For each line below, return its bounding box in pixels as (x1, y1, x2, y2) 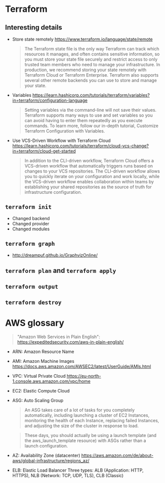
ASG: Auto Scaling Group (12, 397, 64, 403)
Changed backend (12, 215, 50, 221)
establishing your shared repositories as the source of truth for (24, 184, 152, 190)
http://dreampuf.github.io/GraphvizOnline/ (12, 252, 98, 258)
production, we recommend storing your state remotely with (24, 67, 147, 73)
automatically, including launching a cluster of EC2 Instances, (24, 412, 150, 418)
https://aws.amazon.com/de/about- (81, 452, 154, 458)
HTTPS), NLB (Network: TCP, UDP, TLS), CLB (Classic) (12, 472, 124, 478)
